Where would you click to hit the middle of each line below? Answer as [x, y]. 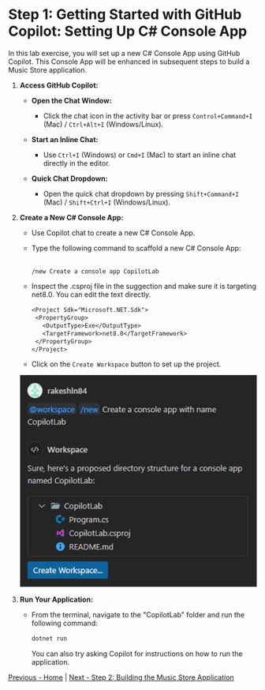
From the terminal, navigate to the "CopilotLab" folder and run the [138, 615]
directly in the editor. [77, 163]
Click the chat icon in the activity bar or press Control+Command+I [148, 115]
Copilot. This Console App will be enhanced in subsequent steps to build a [129, 62]
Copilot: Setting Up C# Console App [128, 31]
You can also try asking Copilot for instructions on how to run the [137, 654]
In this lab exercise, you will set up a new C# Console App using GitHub [124, 53]
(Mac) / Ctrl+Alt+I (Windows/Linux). [103, 124]
